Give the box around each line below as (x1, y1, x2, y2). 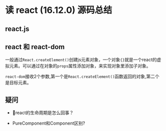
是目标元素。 (5, 80, 31, 86)
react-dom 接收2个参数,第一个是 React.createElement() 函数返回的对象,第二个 (5, 73, 160, 79)
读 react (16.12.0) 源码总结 (5, 4, 112, 16)
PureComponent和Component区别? (12, 120, 85, 127)
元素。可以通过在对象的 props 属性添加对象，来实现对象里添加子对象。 (9, 63, 151, 69)
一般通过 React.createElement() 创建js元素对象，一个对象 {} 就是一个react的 (5, 57, 157, 63)
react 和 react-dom (5, 43, 65, 51)
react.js (5, 24, 30, 33)
